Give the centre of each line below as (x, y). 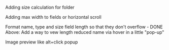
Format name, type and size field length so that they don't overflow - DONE (84, 27)
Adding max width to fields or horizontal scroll (53, 17)
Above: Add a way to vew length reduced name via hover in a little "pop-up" (85, 32)
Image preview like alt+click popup (42, 42)
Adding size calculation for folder (40, 7)
